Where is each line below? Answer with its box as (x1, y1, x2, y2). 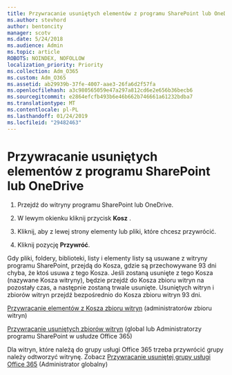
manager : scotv (7, 29, 51, 37)
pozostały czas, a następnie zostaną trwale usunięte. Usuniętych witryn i (7, 283, 214, 292)
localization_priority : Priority (7, 61, 104, 68)
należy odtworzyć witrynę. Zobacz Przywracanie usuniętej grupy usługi (7, 353, 211, 361)
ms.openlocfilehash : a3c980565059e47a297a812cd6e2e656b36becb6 (7, 87, 193, 94)
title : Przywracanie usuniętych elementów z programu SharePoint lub (7, 10, 212, 17)
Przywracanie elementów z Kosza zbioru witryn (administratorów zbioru (7, 304, 212, 312)
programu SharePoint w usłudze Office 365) (7, 332, 133, 341)
